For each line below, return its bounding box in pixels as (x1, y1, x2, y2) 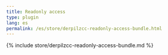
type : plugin (6, 14, 39, 20)
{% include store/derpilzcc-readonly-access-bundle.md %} (6, 42, 154, 49)
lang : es (6, 20, 28, 26)
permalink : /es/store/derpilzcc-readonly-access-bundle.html (6, 25, 163, 32)
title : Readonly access (6, 8, 66, 15)
